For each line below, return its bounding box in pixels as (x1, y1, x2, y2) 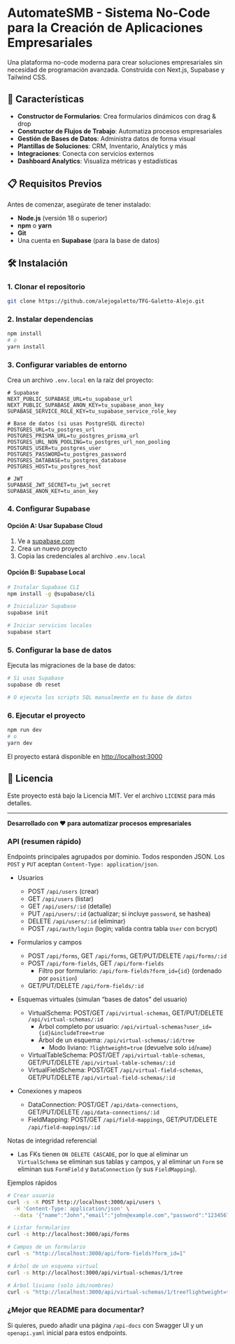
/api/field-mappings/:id (27, 1124, 101, 1131)
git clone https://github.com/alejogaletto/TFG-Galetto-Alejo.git (7, 298, 205, 305)
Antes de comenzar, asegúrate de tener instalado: (7, 200, 152, 209)
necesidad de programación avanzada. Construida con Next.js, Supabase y (7, 65, 225, 74)
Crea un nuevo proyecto (17, 544, 87, 553)
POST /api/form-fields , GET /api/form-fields (27, 958, 164, 967)
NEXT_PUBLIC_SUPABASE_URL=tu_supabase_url (7, 395, 133, 403)
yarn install (7, 343, 45, 350)
